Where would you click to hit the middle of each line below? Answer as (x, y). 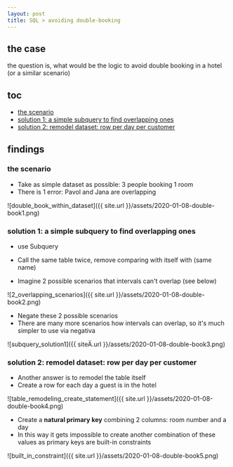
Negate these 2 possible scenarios (67, 316)
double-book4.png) (35, 406)
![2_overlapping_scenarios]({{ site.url (61, 295)
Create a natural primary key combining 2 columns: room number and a (122, 420)
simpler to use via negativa (56, 331)
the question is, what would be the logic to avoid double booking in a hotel (115, 66)
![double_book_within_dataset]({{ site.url (66, 205)
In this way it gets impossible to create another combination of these (116, 435)
